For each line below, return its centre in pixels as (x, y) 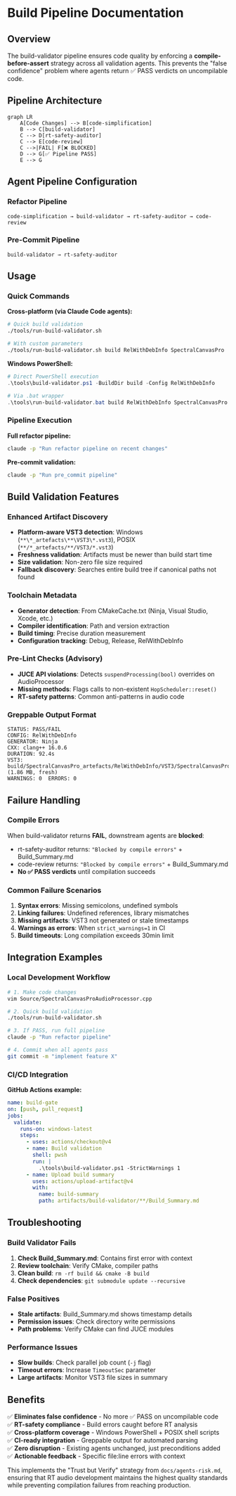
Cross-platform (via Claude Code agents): (70, 312)
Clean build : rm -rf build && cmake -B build (83, 1273)
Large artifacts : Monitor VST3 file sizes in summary (93, 1378)
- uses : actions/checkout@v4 (68, 1142)
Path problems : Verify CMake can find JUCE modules (96, 1329)
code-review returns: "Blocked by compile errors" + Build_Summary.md (123, 864)
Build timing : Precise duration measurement (81, 633)
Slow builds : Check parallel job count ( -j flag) (84, 1362)
